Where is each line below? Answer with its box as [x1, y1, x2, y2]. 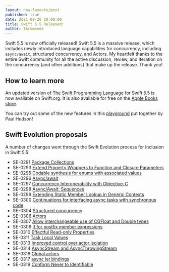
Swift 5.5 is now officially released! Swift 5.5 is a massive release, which [5, 40, 155, 46]
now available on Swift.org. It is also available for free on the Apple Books [5, 95, 158, 101]
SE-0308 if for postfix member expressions [12, 223, 103, 229]
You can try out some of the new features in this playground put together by [5, 110, 163, 116]
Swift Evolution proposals [5, 130, 88, 139]
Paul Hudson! [5, 115, 33, 122]
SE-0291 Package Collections [12, 159, 74, 165]
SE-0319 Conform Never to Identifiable [12, 261, 93, 267]
